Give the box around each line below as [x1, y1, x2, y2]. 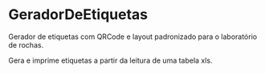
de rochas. [8, 40, 44, 49]
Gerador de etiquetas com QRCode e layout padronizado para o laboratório [8, 32, 258, 41]
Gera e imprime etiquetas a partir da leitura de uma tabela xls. [8, 56, 213, 65]
